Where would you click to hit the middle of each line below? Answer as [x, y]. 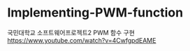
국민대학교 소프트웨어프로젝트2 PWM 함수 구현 [71, 32]
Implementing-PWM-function [95, 13]
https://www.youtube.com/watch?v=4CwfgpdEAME [82, 40]
